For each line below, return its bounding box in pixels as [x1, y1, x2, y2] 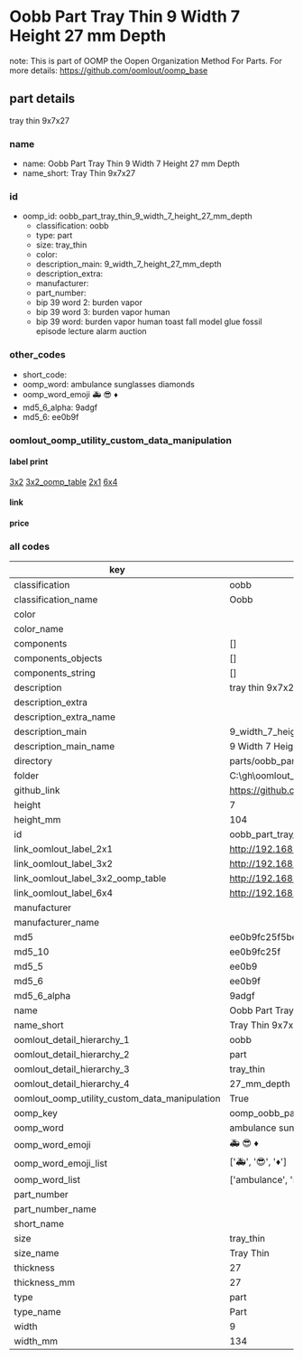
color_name [14, 623, 64, 636]
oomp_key [14, 1107, 59, 1120]
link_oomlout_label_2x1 [14, 842, 114, 855]
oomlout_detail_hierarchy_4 [14, 1077, 130, 1090]
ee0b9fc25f [229, 945, 281, 958]
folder [14, 769, 40, 782]
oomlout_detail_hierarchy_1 [14, 1034, 130, 1047]
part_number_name [14, 1203, 96, 1215]
